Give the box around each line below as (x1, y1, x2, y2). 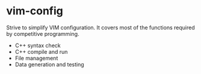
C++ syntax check (14, 42, 61, 49)
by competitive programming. (6, 30, 79, 37)
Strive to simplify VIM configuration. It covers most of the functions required (6, 24, 195, 31)
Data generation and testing (14, 61, 84, 68)
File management (14, 54, 58, 61)
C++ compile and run (14, 48, 68, 55)
